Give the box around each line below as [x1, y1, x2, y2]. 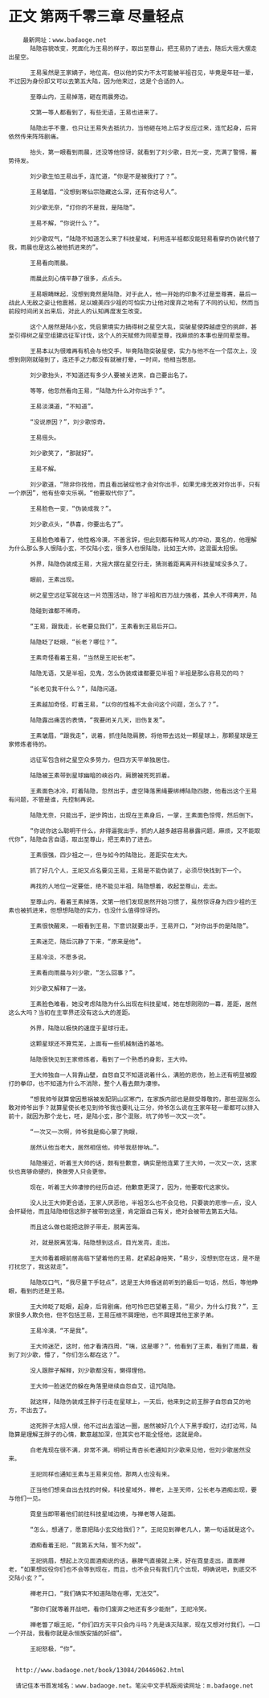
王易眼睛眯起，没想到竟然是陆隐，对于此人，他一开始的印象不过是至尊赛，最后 [29, 290, 251, 298]
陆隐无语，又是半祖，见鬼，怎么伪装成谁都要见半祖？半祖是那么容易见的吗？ [29, 669, 246, 677]
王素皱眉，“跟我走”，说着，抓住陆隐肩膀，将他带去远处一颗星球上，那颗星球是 [29, 731, 253, 739]
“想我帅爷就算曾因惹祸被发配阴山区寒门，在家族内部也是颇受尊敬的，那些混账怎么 [29, 1095, 261, 1104]
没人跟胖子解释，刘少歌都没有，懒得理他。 [29, 1366, 150, 1374]
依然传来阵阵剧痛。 [8, 132, 63, 141]
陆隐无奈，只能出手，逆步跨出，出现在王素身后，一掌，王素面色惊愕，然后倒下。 [29, 811, 257, 819]
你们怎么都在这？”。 [65, 1351, 124, 1359]
